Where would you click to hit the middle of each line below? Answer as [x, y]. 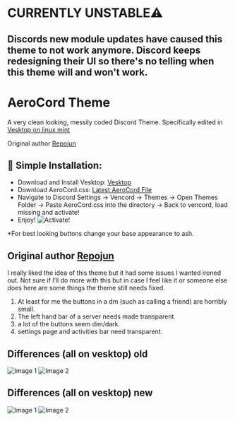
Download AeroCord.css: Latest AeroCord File [85, 190]
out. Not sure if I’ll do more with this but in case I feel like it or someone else [117, 280]
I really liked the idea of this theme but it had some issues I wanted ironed [114, 273]
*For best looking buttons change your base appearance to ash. [101, 234]
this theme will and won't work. [78, 72]
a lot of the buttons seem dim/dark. [69, 324]
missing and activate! [48, 213]
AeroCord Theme [59, 102]
